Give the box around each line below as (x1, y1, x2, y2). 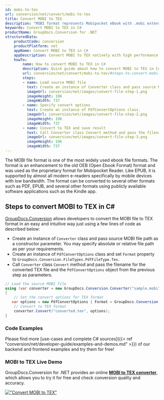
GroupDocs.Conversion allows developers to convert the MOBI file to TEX (5, 215, 153, 221)
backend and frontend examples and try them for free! (5, 346, 115, 352)
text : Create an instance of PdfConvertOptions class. (26, 107, 141, 113)
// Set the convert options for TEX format (14, 295, 104, 300)
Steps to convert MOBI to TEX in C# (5, 203, 115, 211)
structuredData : (5, 35, 38, 40)
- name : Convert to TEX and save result (22, 125, 106, 130)
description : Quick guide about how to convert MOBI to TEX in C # (22, 67, 161, 71)
